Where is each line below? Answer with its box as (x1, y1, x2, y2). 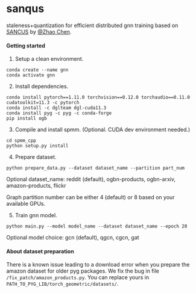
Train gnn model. (14, 212, 57, 219)
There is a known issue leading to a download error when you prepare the (6, 261, 190, 268)
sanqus (6, 2, 45, 16)
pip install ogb (6, 116, 47, 122)
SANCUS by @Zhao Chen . (6, 28, 72, 35)
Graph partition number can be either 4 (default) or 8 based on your (6, 194, 175, 201)
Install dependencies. (14, 83, 69, 90)
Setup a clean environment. (14, 55, 84, 63)
